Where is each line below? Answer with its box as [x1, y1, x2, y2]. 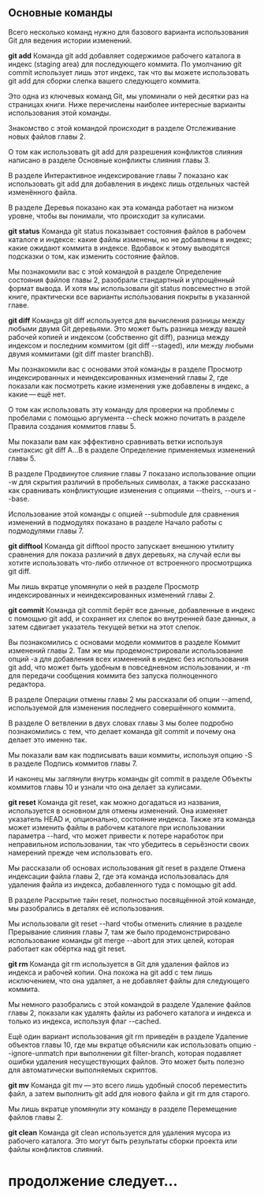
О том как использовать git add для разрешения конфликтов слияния [8, 147, 243, 156]
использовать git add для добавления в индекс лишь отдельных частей [8, 179, 250, 188]
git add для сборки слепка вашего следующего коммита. [8, 76, 201, 85]
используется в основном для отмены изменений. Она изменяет [8, 806, 229, 815]
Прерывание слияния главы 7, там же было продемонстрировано [8, 927, 231, 937]
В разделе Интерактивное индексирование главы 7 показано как [8, 170, 229, 180]
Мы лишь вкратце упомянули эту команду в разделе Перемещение [8, 1104, 237, 1113]
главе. [8, 300, 29, 310]
